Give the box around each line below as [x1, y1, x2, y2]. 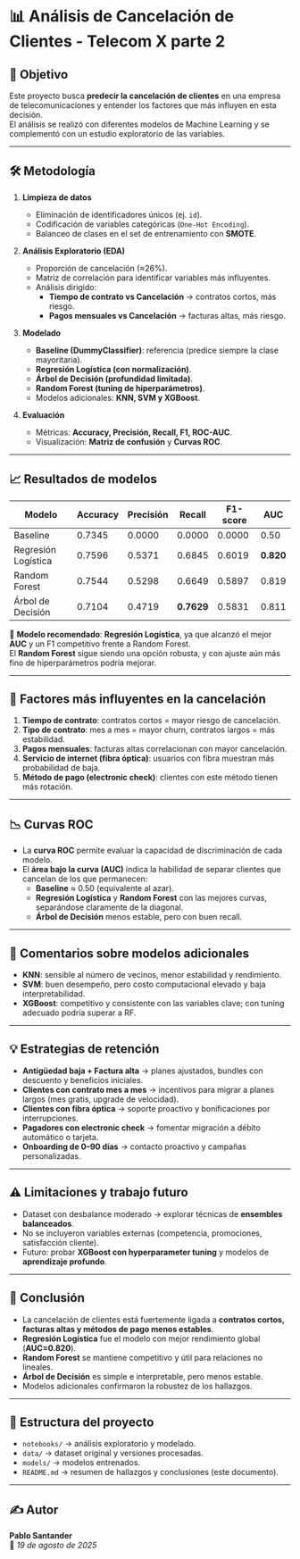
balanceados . [21, 1218, 74, 1229]
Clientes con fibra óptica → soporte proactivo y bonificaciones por [21, 1103, 271, 1113]
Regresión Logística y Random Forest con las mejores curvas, [35, 893, 268, 904]
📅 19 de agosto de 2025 [9, 1540, 97, 1551]
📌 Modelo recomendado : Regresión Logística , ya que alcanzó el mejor [9, 629, 272, 639]
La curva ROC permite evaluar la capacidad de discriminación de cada [21, 845, 283, 856]
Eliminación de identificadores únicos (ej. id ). [35, 209, 203, 220]
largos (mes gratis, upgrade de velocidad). [21, 1094, 179, 1105]
